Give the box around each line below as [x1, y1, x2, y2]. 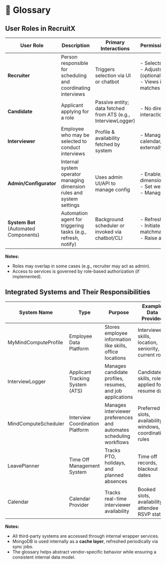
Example [142, 303, 163, 310]
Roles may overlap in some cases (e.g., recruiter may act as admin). [12, 263, 151, 269]
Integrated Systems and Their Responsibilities [5, 288, 151, 297]
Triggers [95, 66, 115, 72]
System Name [19, 309, 53, 315]
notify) [61, 241, 77, 248]
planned [104, 471, 124, 478]
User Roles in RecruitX [5, 24, 76, 33]
